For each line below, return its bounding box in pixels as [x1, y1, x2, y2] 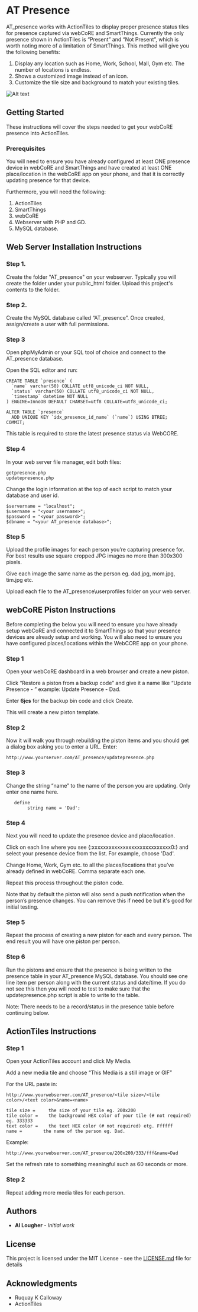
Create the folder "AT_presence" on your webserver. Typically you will [6, 273, 177, 281]
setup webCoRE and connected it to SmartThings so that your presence [6, 627, 181, 634]
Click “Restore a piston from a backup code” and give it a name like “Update [6, 680, 191, 687]
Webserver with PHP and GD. [14, 219, 87, 226]
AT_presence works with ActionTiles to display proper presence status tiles [6, 23, 189, 30]
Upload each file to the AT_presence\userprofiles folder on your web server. [6, 588, 191, 595]
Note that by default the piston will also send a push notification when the [6, 890, 186, 897]
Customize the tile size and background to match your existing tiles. [14, 78, 180, 86]
